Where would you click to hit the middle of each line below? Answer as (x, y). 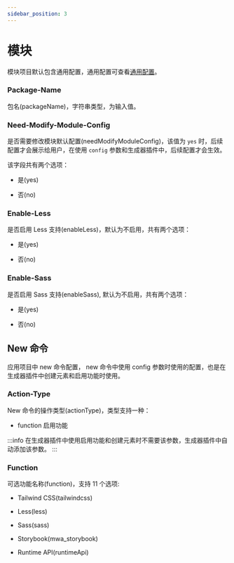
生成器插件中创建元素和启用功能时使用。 (66, 375)
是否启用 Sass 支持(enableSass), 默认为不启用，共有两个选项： (98, 294)
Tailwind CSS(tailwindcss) (55, 498)
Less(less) (32, 512)
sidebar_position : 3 (37, 14)
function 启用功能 (43, 425)
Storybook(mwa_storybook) (57, 539)
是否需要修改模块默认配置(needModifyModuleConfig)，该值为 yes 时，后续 (115, 141)
